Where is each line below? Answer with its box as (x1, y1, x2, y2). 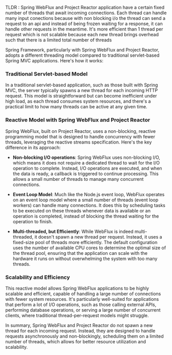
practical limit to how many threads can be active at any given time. (5, 104, 147, 110)
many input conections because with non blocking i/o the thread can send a (5, 15, 165, 21)
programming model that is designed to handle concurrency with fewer (5, 133, 155, 139)
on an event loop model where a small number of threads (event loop (12, 197, 159, 203)
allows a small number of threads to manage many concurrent (12, 176, 144, 182)
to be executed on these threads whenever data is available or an (12, 207, 151, 214)
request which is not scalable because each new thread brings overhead (5, 32, 159, 37)
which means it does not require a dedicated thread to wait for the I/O (12, 159, 160, 165)
